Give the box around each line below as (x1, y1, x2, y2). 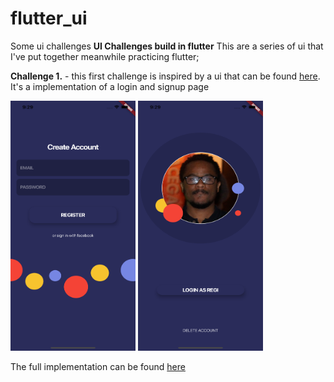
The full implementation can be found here (10, 360, 186, 372)
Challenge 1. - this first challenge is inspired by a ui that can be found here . (10, 70, 321, 82)
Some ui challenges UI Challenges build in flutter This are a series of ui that (10, 40, 324, 52)
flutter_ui (10, 7, 88, 30)
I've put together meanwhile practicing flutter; (10, 50, 200, 62)
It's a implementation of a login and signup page (10, 80, 210, 92)
